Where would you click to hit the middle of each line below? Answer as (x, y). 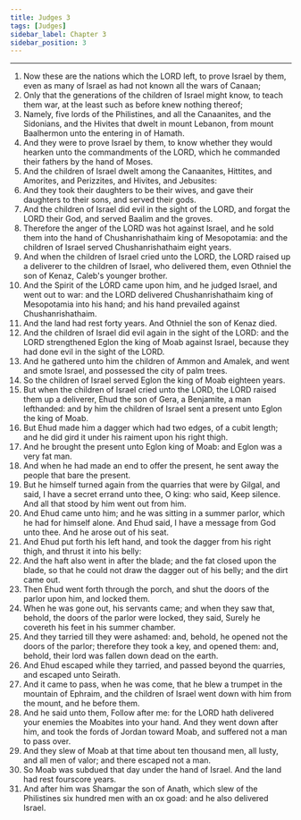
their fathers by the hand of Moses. (88, 162)
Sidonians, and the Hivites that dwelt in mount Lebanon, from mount (148, 124)
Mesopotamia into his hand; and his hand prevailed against (131, 304)
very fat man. (47, 456)
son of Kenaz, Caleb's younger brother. (95, 276)
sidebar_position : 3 (49, 42)
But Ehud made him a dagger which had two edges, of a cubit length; (150, 428)
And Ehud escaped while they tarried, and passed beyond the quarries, (154, 665)
